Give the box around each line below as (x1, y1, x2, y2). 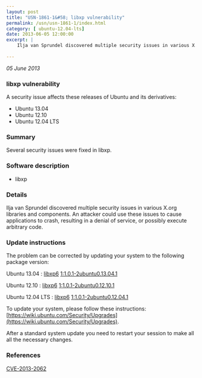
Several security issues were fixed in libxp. (6, 146, 112, 154)
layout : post (6, 8, 39, 15)
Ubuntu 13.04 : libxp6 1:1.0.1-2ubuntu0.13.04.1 (6, 270, 118, 277)
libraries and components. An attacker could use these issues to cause (6, 210, 182, 218)
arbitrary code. (6, 223, 43, 230)
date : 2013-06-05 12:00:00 (6, 31, 74, 37)
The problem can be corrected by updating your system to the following (6, 252, 185, 259)
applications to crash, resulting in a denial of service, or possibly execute (6, 216, 188, 224)
